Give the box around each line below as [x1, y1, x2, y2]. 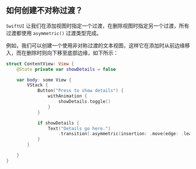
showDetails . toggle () [58, 99, 111, 105]
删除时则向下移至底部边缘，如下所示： [26, 49, 118, 56]
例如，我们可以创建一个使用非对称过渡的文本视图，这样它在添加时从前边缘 [6, 42, 185, 49]
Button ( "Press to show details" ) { [37, 88, 124, 94]
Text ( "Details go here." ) [47, 125, 111, 132]
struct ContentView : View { [6, 61, 75, 67]
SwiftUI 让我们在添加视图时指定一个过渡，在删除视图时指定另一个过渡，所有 [6, 22, 190, 29]
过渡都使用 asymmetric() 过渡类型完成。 [6, 29, 102, 36]
